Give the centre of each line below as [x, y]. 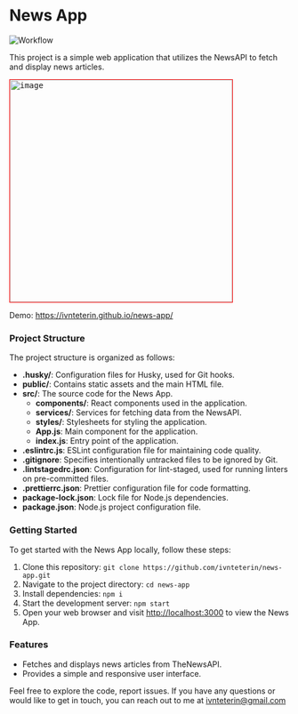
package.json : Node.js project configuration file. [112, 507]
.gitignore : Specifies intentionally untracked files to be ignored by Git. [150, 460]
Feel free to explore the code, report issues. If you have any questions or [142, 691]
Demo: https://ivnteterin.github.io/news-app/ [91, 315]
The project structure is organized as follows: [92, 357]
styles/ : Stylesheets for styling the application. [121, 422]
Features [29, 645]
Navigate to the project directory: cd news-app [106, 584]
